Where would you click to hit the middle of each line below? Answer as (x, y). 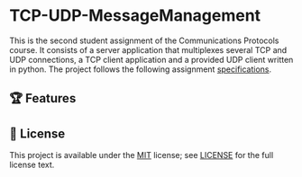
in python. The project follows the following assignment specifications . (141, 69)
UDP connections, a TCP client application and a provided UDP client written (151, 59)
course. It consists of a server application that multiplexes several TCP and (148, 49)
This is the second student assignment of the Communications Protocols (144, 40)
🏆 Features (43, 98)
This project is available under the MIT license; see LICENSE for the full (142, 155)
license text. (32, 165)
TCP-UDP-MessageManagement (135, 16)
